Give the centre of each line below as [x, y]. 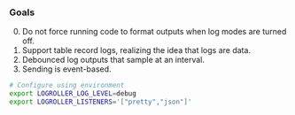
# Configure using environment [67, 86]
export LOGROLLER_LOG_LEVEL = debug [73, 94]
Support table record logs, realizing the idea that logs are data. [136, 50]
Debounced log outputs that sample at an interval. [113, 60]
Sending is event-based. [67, 69]
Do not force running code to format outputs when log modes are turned [154, 32]
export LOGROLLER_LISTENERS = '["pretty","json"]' [101, 102]
